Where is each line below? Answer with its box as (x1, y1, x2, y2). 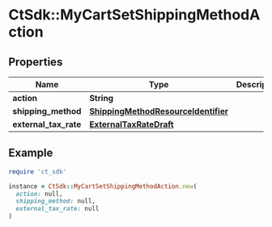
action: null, (15, 190, 63, 198)
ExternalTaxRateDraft (88, 119, 174, 130)
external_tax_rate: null (15, 204, 100, 213)
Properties (8, 55, 63, 69)
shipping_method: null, (15, 197, 96, 205)
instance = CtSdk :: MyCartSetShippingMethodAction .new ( (8, 182, 198, 191)
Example (8, 146, 53, 160)
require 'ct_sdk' (8, 167, 67, 175)
